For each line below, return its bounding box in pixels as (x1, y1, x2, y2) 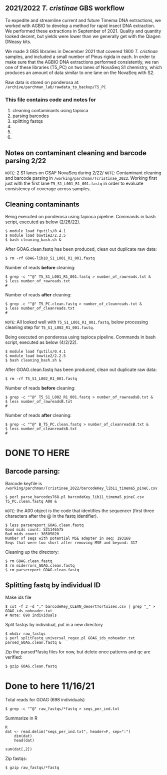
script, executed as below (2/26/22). (5, 219, 81, 225)
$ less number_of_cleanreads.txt (5, 305, 75, 311)
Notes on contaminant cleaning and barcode (5, 149, 146, 157)
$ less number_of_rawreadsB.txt (5, 399, 72, 404)
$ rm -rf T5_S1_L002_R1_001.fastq (5, 376, 77, 381)
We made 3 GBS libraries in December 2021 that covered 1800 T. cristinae (5, 48, 158, 54)
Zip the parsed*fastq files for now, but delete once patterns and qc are (5, 648, 151, 655)
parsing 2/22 (5, 156, 46, 165)
